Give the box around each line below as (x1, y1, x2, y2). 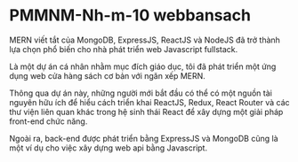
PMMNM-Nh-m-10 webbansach (9, 5, 252, 26)
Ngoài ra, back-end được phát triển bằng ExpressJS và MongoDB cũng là (9, 133, 278, 143)
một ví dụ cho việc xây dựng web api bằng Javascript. (9, 143, 207, 153)
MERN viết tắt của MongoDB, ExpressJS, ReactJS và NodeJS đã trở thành (9, 35, 280, 45)
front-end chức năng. (9, 116, 88, 127)
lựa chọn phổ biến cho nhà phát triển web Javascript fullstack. (9, 43, 238, 54)
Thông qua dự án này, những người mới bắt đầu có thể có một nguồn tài (9, 88, 273, 98)
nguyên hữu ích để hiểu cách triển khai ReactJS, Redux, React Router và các (9, 96, 290, 107)
